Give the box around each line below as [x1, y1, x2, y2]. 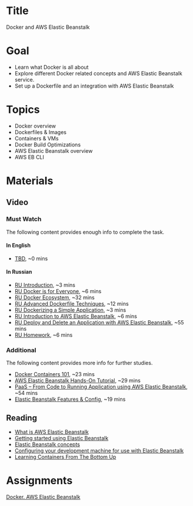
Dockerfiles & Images [14, 128, 66, 136]
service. [14, 76, 35, 83]
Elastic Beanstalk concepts [14, 441, 81, 448]
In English [6, 242, 31, 249]
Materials [6, 175, 54, 187]
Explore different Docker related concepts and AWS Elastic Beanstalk [14, 69, 182, 77]
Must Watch [6, 215, 42, 223]
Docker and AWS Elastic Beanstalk [6, 24, 90, 31]
